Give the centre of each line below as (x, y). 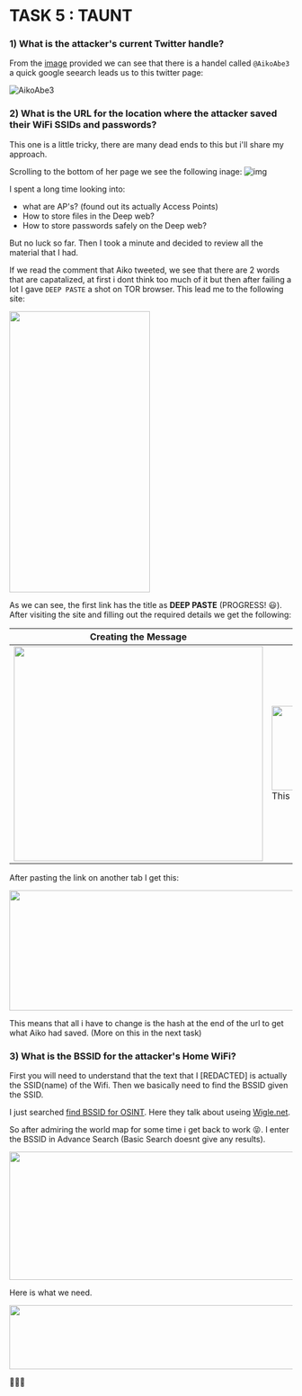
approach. (28, 154)
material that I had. (44, 252)
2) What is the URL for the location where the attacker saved (143, 113)
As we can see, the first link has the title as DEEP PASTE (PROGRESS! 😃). (146, 604)
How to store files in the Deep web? (88, 216)
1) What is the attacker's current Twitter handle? (117, 44)
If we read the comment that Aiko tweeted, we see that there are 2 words (145, 270)
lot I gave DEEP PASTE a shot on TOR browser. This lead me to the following (147, 289)
